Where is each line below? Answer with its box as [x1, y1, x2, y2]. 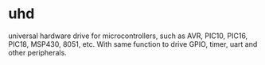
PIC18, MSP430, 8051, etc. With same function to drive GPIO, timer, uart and [8, 39, 258, 48]
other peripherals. [8, 48, 68, 57]
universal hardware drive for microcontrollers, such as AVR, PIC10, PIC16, [8, 31, 248, 40]
